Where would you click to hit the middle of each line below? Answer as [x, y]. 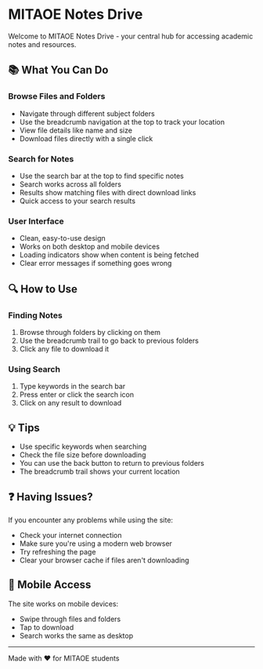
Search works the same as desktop [76, 635]
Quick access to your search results [77, 201]
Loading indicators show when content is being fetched [109, 255]
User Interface [36, 221]
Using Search [34, 369]
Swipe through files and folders [70, 619]
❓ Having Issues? [50, 497]
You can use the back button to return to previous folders [112, 464]
